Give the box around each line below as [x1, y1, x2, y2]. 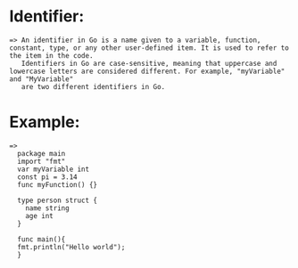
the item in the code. [9, 51, 94, 60]
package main [17, 149, 66, 158]
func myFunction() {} [17, 180, 98, 189]
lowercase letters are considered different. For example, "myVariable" [9, 67, 286, 76]
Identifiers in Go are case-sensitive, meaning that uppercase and [21, 59, 277, 68]
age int [25, 211, 54, 220]
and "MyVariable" [9, 74, 74, 84]
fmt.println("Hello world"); [17, 242, 126, 251]
